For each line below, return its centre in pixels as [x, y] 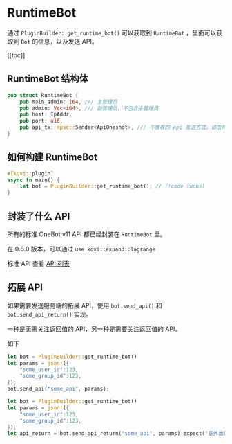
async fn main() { [33, 180]
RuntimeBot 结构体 [48, 79]
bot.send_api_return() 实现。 [50, 314]
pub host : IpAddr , [46, 115]
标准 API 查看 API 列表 [39, 264]
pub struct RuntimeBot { [43, 95]
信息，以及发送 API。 [68, 41]
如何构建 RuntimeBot [52, 157]
